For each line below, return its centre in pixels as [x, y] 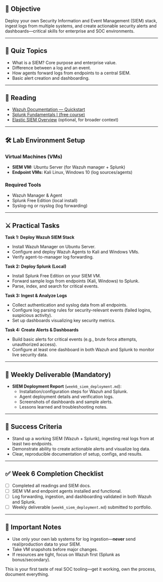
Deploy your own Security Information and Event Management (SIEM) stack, [81, 20]
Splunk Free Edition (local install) [45, 201]
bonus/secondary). [31, 560]
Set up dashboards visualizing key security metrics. [64, 321]
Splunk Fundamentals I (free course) [49, 115]
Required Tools [23, 185]
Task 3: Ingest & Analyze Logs [36, 296]
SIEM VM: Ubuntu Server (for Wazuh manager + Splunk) [69, 167]
